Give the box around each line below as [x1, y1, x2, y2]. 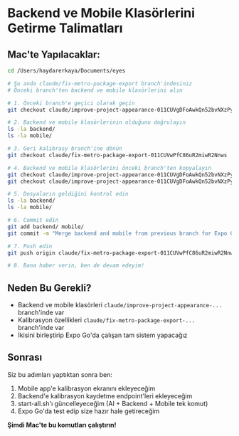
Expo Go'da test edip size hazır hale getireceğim [17, 407, 160, 415]
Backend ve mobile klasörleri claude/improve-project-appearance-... [17, 301, 223, 309]
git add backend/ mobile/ [7, 223, 84, 230]
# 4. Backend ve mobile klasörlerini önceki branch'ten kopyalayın [7, 164, 212, 171]
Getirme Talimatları [7, 20, 123, 36]
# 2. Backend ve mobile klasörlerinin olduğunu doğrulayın [7, 119, 186, 126]
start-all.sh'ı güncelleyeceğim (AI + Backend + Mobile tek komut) [17, 399, 208, 408]
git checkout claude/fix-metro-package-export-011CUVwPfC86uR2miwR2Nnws [7, 151, 228, 159]
